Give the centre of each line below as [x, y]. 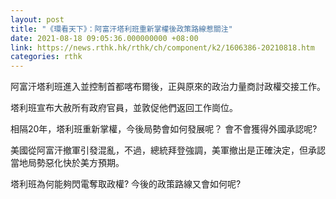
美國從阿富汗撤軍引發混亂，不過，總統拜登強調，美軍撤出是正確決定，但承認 [168, 150]
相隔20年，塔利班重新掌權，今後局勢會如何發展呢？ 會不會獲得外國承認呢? [164, 129]
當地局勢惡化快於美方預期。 [67, 163]
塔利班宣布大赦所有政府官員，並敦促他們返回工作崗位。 [124, 108]
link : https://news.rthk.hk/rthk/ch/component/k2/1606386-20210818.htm [162, 47]
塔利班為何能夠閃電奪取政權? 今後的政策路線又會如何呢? [126, 184]
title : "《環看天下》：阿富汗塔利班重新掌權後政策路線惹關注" [121, 29]
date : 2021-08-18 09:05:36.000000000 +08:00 [104, 38]
